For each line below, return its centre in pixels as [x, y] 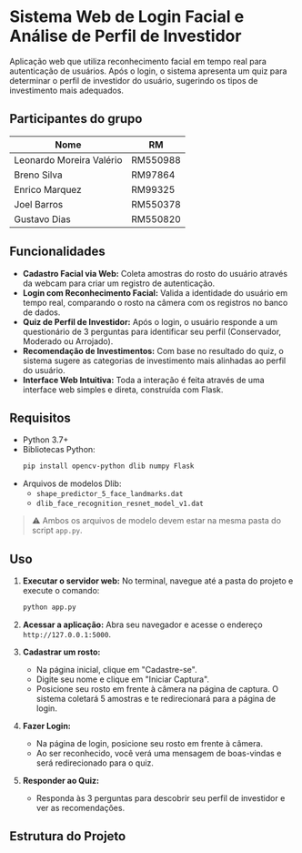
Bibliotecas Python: [59, 450]
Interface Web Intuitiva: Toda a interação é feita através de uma [144, 380]
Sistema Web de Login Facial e [127, 17]
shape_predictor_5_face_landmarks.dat [110, 494]
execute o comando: [61, 591]
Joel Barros [39, 204]
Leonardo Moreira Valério [68, 159]
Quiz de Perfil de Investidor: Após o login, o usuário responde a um [150, 321]
